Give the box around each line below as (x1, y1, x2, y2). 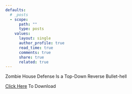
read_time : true (18, 45, 53, 50)
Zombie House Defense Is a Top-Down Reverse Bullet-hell (5, 73, 127, 79)
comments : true (18, 50, 51, 55)
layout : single (18, 36, 51, 41)
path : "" (18, 21, 38, 27)
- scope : (10, 17, 28, 22)
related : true (18, 59, 49, 65)
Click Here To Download (5, 83, 56, 89)
